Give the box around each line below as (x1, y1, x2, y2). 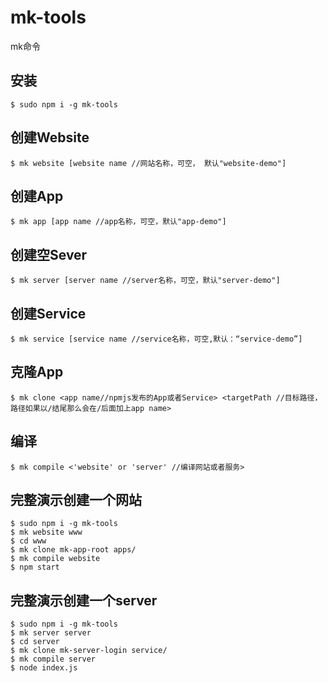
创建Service (10, 305, 87, 322)
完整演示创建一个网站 (10, 492, 142, 509)
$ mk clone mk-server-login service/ (10, 646, 168, 656)
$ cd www (10, 536, 47, 546)
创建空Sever (10, 246, 88, 263)
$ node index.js (10, 663, 78, 673)
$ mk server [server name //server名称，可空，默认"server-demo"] (10, 276, 281, 286)
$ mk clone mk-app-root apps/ (10, 545, 137, 555)
